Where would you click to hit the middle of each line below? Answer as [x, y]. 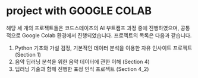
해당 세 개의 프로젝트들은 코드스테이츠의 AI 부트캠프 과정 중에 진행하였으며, [93, 28]
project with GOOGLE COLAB [79, 11]
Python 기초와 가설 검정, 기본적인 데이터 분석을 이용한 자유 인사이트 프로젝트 [103, 48]
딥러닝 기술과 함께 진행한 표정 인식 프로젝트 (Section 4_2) [82, 69]
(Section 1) [28, 54]
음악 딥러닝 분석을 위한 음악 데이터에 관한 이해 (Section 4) [82, 61]
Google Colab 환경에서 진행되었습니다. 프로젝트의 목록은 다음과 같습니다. [107, 35]
